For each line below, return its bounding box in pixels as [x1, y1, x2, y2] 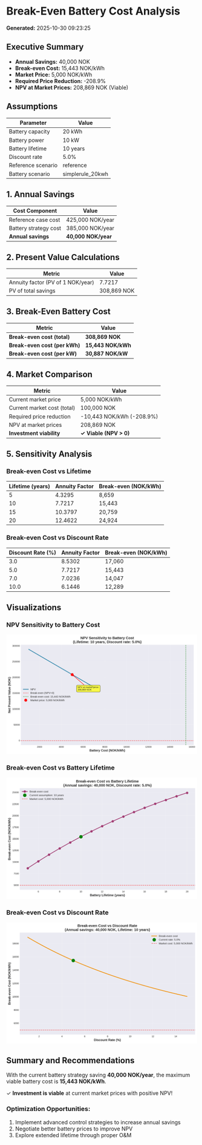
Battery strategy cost [8, 224, 62, 232]
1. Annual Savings [6, 189, 75, 200]
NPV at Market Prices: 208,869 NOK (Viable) [15, 84, 129, 91]
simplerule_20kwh [62, 170, 109, 177]
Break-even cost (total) [8, 333, 70, 340]
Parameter [19, 119, 47, 127]
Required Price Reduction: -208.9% [15, 77, 106, 84]
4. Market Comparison [6, 369, 93, 380]
